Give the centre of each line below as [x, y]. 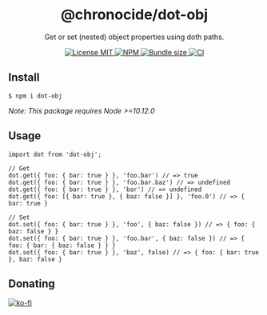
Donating [32, 283]
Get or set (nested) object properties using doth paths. [134, 37]
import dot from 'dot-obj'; [55, 154]
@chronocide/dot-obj [134, 15]
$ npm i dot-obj [35, 96]
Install [24, 78]
